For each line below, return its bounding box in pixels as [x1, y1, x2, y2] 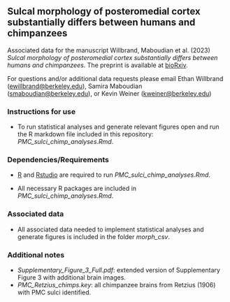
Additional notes [7, 250, 65, 259]
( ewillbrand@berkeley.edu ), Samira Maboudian [7, 82, 143, 90]
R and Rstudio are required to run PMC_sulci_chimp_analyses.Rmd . [17, 171, 211, 179]
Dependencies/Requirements [7, 155, 110, 165]
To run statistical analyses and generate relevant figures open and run [17, 122, 220, 131]
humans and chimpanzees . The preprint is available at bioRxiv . [7, 61, 188, 69]
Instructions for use [7, 106, 76, 116]
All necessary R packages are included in [17, 185, 137, 193]
